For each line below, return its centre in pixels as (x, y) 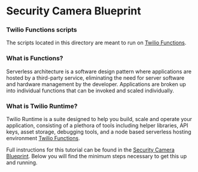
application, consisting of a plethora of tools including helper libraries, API (97, 126)
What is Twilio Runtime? (42, 106)
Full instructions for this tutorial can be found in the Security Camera (90, 150)
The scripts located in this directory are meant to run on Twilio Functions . (96, 43)
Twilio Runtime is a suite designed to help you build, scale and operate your (99, 119)
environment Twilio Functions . (43, 138)
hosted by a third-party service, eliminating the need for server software (95, 78)
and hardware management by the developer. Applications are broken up (96, 84)
